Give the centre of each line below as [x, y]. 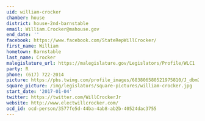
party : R [17, 69]
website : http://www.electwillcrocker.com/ [63, 103]
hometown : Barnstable [34, 52]
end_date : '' [23, 35]
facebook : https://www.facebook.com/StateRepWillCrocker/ [81, 40]
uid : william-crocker [34, 12]
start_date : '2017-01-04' [39, 92]
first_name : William [33, 46]
